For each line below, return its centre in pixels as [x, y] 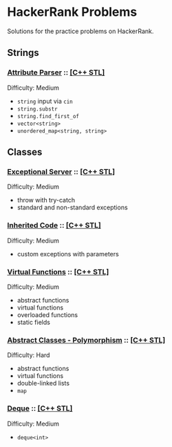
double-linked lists [43, 383]
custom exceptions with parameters [68, 254]
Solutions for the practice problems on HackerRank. [80, 31]
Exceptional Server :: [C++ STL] [61, 171]
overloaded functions [47, 314]
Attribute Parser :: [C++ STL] [56, 73]
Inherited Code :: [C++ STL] [54, 225]
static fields [33, 322]
